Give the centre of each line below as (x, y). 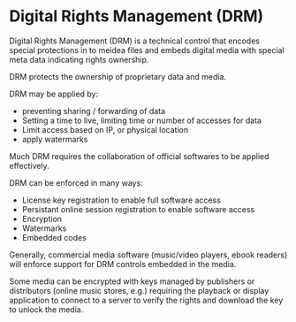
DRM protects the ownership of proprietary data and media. (118, 76)
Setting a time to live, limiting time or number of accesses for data (142, 120)
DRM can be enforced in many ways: (76, 182)
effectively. (30, 165)
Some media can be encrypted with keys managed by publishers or (132, 281)
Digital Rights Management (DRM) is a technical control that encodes (135, 41)
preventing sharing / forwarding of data (94, 111)
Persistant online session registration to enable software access (138, 209)
